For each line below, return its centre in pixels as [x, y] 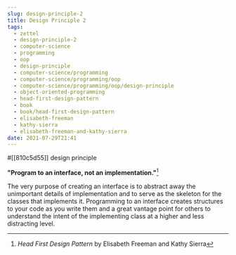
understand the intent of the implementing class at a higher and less [106, 216]
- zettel [26, 33]
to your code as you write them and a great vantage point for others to [109, 209]
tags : [15, 27]
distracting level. [31, 223]
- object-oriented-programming [59, 92]
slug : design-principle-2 [45, 14]
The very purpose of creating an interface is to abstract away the [101, 186]
